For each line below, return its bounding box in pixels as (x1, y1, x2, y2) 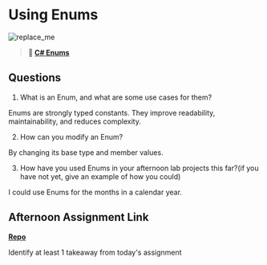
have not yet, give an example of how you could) (19, 171, 181, 181)
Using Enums (8, 6, 99, 24)
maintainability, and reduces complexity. (8, 116, 142, 126)
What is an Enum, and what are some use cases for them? (19, 92, 212, 102)
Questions (8, 71, 62, 85)
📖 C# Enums (27, 47, 70, 57)
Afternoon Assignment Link (8, 210, 149, 224)
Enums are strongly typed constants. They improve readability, (8, 108, 216, 117)
